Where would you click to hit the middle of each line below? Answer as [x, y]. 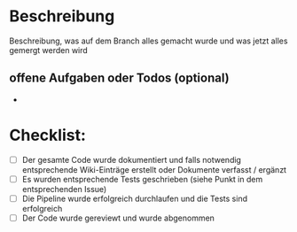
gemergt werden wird [49, 50]
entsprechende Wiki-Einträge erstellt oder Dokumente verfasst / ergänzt [154, 169]
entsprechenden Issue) [64, 189]
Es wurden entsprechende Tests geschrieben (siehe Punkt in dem [142, 179]
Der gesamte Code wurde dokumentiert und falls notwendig [132, 159]
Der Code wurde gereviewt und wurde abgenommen [118, 218]
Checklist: [48, 135]
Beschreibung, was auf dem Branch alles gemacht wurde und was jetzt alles [148, 41]
